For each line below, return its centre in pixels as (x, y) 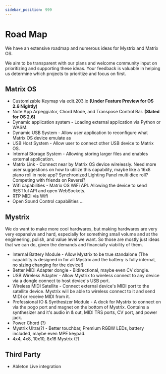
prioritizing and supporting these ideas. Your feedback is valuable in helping (83, 68)
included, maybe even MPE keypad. (49, 334)
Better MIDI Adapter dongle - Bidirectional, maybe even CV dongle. (81, 270)
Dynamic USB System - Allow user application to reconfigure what (80, 133)
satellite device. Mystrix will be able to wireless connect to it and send (83, 292)
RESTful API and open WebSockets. (49, 191)
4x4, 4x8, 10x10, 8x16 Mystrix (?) (46, 339)
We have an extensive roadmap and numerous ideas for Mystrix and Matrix (82, 48)
